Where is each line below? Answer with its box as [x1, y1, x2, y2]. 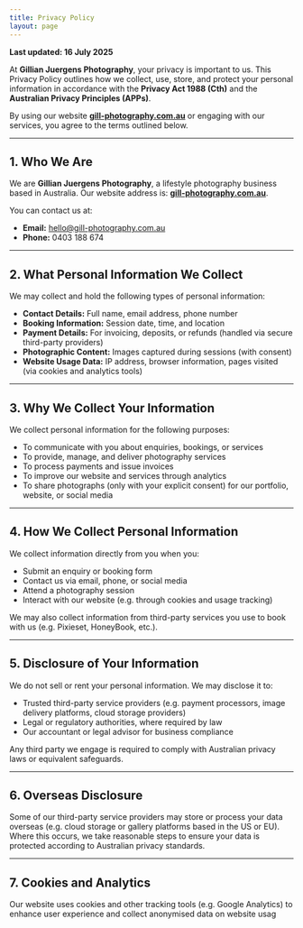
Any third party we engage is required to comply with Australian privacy [9, 743, 277, 754]
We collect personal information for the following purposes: [9, 424, 230, 435]
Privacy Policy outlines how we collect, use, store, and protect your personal [9, 73, 294, 84]
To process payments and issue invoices [22, 461, 174, 472]
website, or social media [22, 489, 114, 501]
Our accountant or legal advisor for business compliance [22, 726, 234, 737]
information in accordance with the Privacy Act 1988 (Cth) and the [9, 83, 258, 94]
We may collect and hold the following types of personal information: [9, 290, 266, 302]
